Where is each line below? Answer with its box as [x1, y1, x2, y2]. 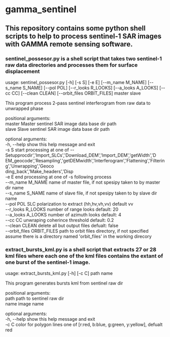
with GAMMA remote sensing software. [5, 40, 133, 48]
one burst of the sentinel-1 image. [5, 259, 90, 266]
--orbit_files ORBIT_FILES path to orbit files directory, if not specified [5, 228, 149, 234]
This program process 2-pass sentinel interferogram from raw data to [5, 100, 151, 106]
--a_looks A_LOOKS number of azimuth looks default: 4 [5, 211, 122, 217]
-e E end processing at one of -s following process [5, 174, 112, 180]
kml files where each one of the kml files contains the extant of [5, 252, 163, 259]
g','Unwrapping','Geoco [5, 163, 54, 169]
